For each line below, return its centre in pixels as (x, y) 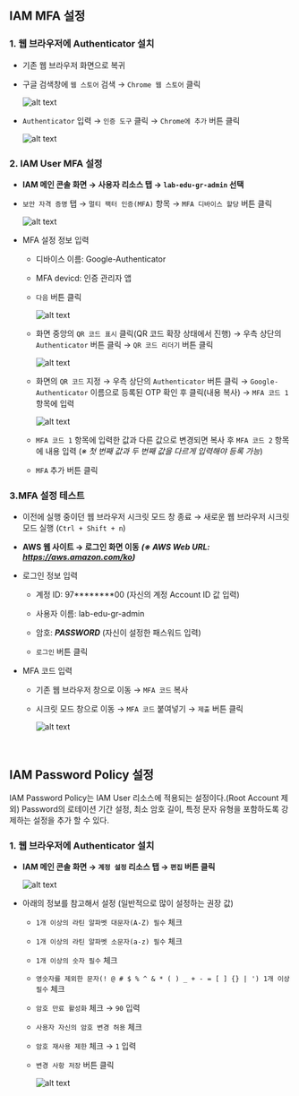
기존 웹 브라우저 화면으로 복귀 (73, 65)
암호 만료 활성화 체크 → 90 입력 (88, 1008)
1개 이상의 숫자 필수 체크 (77, 961)
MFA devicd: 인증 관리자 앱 (84, 278)
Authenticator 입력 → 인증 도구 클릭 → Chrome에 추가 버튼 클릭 (131, 120)
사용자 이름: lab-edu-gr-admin (90, 614)
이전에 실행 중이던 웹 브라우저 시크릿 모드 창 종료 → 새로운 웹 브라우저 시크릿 (156, 517)
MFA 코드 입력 (47, 671)
